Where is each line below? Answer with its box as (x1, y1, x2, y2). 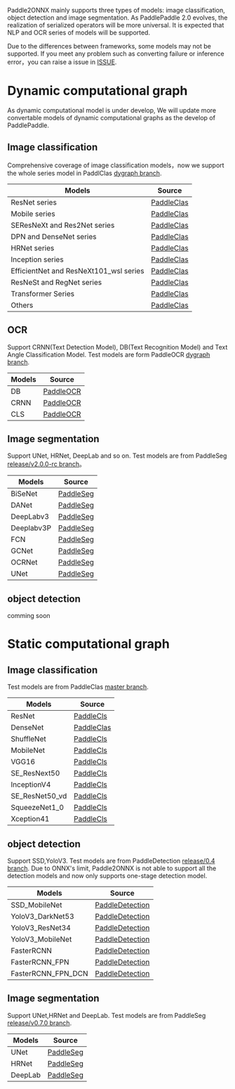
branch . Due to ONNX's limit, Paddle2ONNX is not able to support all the (7, 864, 217, 872)
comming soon (7, 612, 51, 620)
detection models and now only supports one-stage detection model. (7, 872, 208, 879)
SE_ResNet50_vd (11, 791, 67, 801)
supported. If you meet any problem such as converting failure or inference (7, 49, 224, 58)
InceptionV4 (11, 780, 51, 790)
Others (11, 300, 34, 310)
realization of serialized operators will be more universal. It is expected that (7, 21, 224, 29)
